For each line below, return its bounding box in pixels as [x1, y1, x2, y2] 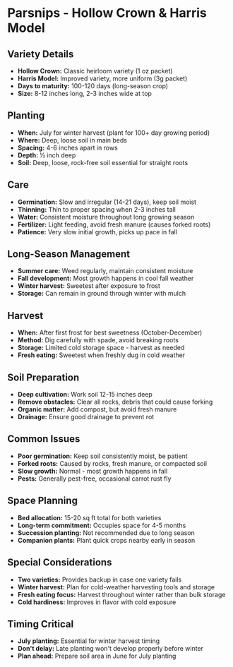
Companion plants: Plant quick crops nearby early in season [17, 536, 196, 544]
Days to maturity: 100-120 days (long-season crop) [17, 82, 168, 90]
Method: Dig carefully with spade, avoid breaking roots [17, 336, 179, 344]
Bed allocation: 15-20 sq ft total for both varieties [17, 513, 162, 522]
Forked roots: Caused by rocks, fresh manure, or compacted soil [17, 459, 207, 467]
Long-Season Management [7, 248, 131, 260]
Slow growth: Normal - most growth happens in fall [17, 467, 168, 475]
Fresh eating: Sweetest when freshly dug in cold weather [17, 351, 186, 359]
